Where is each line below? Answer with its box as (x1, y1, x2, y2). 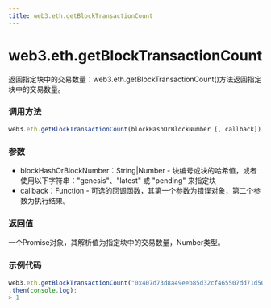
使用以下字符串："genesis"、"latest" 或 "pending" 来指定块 (19, 176, 216, 185)
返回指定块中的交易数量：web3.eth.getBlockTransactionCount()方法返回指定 (8, 74, 262, 84)
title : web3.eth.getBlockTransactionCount (8, 11, 153, 20)
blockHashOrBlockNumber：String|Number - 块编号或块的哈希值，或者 (19, 166, 257, 176)
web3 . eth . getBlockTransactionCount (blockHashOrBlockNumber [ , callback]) (8, 125, 262, 133)
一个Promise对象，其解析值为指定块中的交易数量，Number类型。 (8, 238, 225, 248)
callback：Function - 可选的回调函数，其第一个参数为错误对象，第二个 (19, 186, 254, 196)
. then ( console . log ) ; (8, 286, 78, 294)
